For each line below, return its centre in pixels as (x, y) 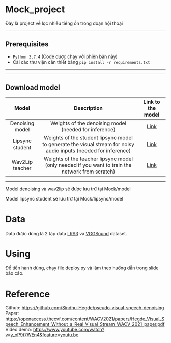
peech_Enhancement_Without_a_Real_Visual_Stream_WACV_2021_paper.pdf (85, 324)
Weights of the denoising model (88, 123)
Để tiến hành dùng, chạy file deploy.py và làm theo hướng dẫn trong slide (82, 268)
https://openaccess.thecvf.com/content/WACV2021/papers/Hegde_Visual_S (85, 319)
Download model (33, 88)
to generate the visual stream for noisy (89, 144)
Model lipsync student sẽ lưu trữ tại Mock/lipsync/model (64, 198)
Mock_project (35, 9)
